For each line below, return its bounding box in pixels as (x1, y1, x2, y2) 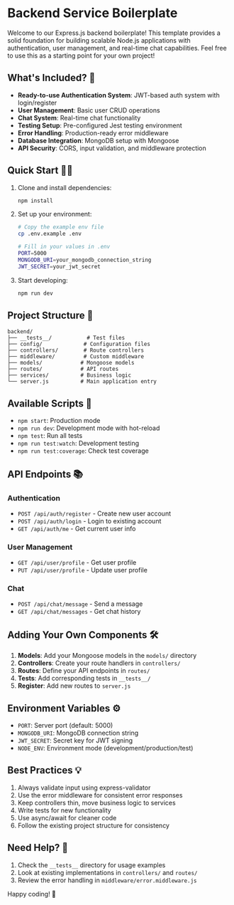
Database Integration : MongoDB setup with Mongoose (17, 136, 179, 145)
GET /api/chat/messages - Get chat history (17, 607, 141, 616)
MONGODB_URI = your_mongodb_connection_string (17, 256, 152, 263)
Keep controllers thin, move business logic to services (17, 798, 176, 807)
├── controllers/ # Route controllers (7, 347, 144, 354)
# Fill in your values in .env (17, 244, 111, 251)
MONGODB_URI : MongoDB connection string (17, 728, 139, 738)
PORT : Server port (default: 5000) (17, 721, 113, 730)
